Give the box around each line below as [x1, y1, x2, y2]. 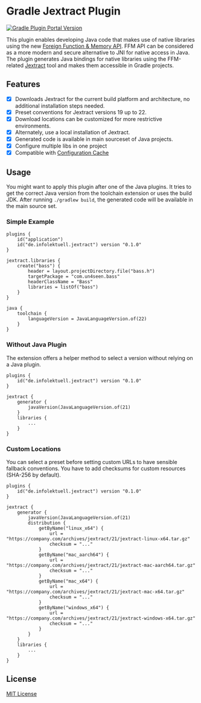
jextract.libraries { [6, 258, 61, 264]
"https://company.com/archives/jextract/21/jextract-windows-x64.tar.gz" [6, 615, 196, 621]
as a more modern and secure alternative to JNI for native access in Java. [6, 48, 190, 56]
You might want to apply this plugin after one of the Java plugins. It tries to [6, 183, 192, 190]
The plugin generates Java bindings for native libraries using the [6, 55, 167, 62]
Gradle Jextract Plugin [6, 4, 121, 18]
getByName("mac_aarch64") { [38, 552, 110, 558]
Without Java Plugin [6, 341, 67, 349]
